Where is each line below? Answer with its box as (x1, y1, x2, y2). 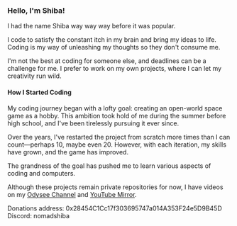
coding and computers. (7, 169, 76, 177)
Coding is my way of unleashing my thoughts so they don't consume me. (7, 43, 221, 52)
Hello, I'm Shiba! (7, 6, 65, 16)
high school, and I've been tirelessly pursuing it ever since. (7, 119, 180, 128)
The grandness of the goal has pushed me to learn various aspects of (7, 162, 211, 170)
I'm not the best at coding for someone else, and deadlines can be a (7, 57, 207, 65)
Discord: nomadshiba (7, 211, 70, 220)
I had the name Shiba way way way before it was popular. (7, 22, 176, 30)
